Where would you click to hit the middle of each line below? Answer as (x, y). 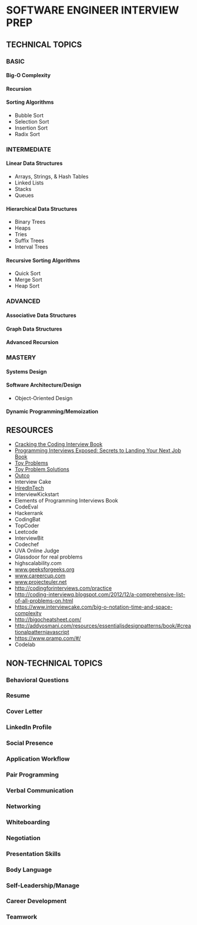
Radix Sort (27, 134)
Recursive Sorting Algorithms (43, 260)
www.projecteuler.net (41, 582)
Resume (18, 696)
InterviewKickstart (37, 494)
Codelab (25, 645)
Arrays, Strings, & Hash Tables (51, 177)
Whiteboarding (28, 822)
